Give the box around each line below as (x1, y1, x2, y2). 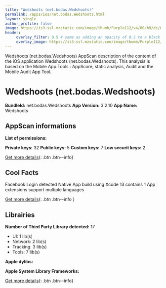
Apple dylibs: (5, 259, 33, 265)
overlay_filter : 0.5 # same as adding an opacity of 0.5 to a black (16, 35, 161, 40)
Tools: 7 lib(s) (12, 249, 41, 255)
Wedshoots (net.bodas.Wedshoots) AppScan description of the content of (5, 53, 157, 59)
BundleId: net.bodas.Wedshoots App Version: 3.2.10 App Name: (5, 102, 137, 108)
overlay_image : (16, 40, 48, 44)
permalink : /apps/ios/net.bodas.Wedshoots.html (5, 12, 105, 17)
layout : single (5, 16, 37, 21)
